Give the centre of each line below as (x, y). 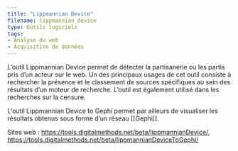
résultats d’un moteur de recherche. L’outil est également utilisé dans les (113, 90)
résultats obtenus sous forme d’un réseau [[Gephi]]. (83, 118)
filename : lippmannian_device (52, 21)
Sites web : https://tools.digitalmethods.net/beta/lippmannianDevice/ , (109, 132)
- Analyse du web (33, 40)
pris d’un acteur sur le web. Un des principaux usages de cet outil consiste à (119, 74)
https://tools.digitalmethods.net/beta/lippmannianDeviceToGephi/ (103, 140)
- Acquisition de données (45, 47)
